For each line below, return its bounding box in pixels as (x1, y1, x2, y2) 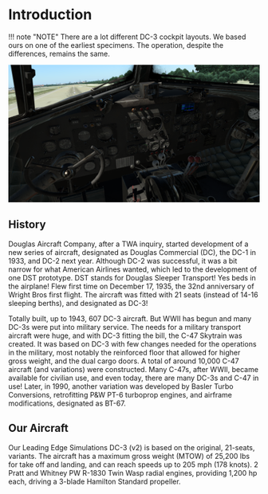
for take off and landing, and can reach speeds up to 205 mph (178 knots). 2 (8, 460, 259, 469)
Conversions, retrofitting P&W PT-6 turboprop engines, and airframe (8, 390, 233, 399)
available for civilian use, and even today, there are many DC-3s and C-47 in (8, 373, 259, 382)
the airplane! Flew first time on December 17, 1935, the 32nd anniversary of (8, 281, 254, 291)
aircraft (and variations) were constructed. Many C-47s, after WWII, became (8, 364, 259, 374)
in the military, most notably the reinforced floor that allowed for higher (8, 347, 241, 357)
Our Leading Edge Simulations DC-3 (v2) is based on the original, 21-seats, (8, 442, 255, 452)
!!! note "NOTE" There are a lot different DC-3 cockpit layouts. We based (8, 32, 246, 41)
